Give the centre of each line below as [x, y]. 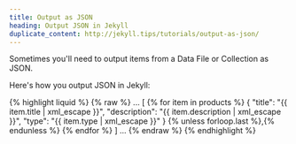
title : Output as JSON [51, 17]
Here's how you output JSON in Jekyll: [80, 86]
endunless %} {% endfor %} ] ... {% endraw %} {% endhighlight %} [133, 131]
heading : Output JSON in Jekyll [69, 26]
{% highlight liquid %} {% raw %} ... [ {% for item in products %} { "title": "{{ [148, 102]
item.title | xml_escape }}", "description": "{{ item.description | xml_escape [145, 112]
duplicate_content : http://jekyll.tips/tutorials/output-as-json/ [134, 34]
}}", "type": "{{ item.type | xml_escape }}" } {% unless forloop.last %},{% [142, 121]
